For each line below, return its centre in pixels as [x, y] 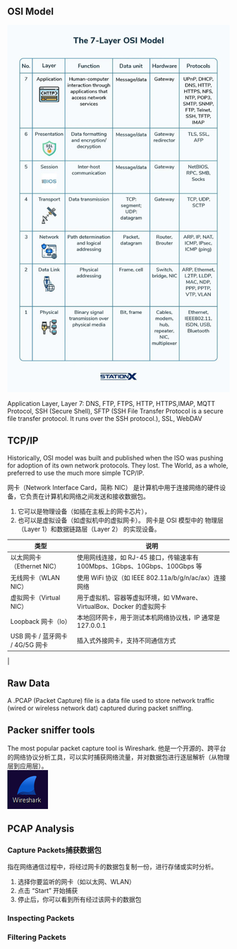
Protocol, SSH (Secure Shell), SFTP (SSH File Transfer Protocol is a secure [115, 411]
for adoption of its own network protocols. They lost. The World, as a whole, [118, 465]
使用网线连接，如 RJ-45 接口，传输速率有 [138, 557]
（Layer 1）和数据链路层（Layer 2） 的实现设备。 [89, 529]
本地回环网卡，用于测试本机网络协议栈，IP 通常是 [148, 617]
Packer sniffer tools [51, 730]
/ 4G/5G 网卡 [29, 645]
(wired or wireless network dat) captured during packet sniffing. [100, 708]
